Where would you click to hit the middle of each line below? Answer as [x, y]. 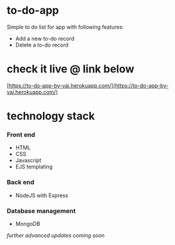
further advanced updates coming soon [56, 235]
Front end [21, 134]
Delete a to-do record [42, 45]
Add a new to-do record [45, 38]
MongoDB [28, 223]
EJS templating [34, 167]
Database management [41, 211]
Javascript [28, 160]
